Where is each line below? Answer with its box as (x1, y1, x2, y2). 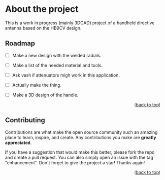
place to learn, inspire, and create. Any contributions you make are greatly (5, 134, 157, 140)
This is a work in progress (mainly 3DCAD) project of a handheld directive (5, 20, 155, 26)
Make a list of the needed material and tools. (12, 62, 102, 68)
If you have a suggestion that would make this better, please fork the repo (5, 149, 155, 155)
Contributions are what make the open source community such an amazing (5, 129, 158, 135)
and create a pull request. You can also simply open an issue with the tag (5, 154, 154, 160)
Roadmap (5, 39, 35, 48)
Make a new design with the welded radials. (12, 52, 101, 58)
